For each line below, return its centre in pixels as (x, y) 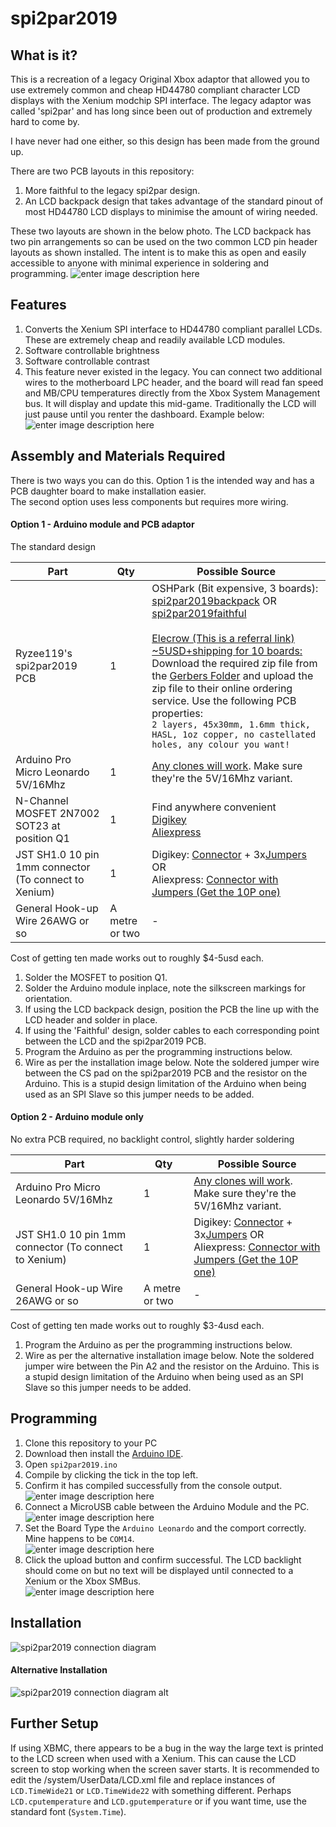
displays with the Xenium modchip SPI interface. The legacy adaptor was (161, 100)
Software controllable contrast (87, 361)
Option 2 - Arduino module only (77, 1117)
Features (38, 305)
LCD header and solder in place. (91, 1019)
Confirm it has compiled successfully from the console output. (153, 1485)
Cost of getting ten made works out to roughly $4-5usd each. (137, 958)
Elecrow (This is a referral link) (223, 638)
